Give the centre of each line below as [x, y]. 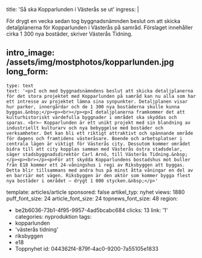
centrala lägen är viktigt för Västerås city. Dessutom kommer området [98, 144]
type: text [20, 85]
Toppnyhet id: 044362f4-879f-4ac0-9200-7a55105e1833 [87, 248]
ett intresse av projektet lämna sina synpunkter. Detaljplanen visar [97, 102]
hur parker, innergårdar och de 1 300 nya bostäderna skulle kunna [93, 107]
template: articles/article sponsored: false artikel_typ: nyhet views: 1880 [96, 192]
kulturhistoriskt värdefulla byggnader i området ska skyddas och [92, 117]
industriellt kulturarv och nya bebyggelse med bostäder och [85, 128]
